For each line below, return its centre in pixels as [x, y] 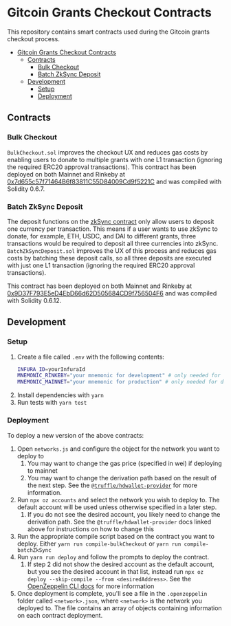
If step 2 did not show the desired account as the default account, [121, 564]
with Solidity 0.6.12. [34, 300]
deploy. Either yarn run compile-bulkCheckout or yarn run [99, 544]
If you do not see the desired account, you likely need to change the [124, 514]
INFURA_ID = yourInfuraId [51, 369]
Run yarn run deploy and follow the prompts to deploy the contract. [113, 557]
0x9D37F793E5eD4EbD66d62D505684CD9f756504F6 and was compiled [112, 293]
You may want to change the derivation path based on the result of [122, 478]
